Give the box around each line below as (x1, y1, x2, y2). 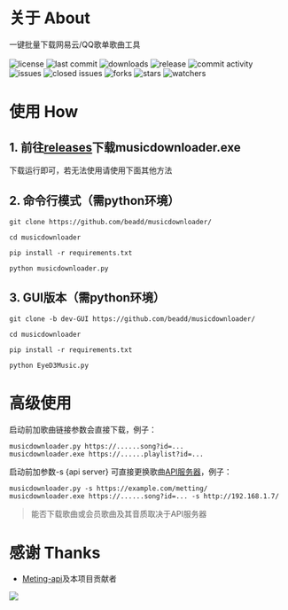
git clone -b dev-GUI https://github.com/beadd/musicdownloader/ (9, 314, 255, 324)
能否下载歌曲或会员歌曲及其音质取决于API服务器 (30, 508, 207, 519)
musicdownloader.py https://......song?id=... (9, 442, 184, 450)
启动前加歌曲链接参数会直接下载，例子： (9, 424, 157, 434)
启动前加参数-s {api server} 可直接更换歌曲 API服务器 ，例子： (9, 466, 232, 477)
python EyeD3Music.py (9, 361, 90, 370)
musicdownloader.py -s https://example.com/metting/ (9, 484, 208, 493)
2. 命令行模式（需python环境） (9, 193, 180, 208)
